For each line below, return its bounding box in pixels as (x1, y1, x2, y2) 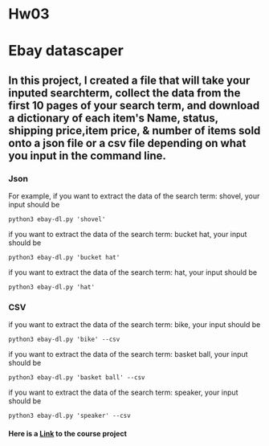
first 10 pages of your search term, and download (8, 98, 260, 113)
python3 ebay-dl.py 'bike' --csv (8, 335, 120, 344)
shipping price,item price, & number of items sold (8, 124, 261, 137)
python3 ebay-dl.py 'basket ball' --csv (8, 374, 146, 382)
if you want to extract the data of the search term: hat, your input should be (8, 268, 258, 277)
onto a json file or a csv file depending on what (8, 136, 247, 149)
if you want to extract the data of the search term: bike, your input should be (8, 320, 261, 329)
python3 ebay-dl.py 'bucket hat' (8, 254, 120, 262)
